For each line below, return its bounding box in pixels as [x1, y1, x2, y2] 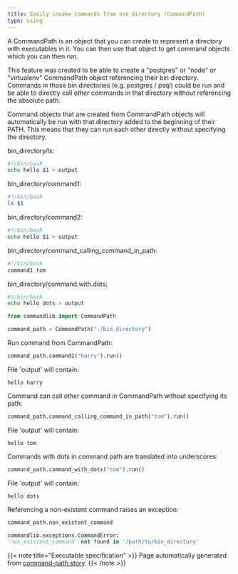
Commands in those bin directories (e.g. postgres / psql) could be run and [7, 81, 225, 89]
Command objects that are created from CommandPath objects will [7, 110, 205, 118]
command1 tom [7, 267, 46, 274]
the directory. [7, 133, 47, 141]
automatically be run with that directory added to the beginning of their [7, 117, 216, 125]
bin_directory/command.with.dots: [7, 280, 108, 288]
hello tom [7, 439, 37, 446]
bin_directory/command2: [7, 213, 83, 221]
